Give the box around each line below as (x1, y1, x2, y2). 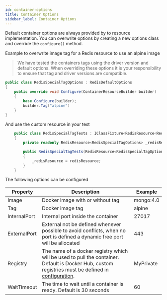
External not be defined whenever (42, 221, 121, 228)
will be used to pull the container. (42, 254, 119, 261)
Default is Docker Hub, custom (42, 260, 113, 267)
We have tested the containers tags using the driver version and (17, 60, 149, 66)
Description (71, 188, 100, 195)
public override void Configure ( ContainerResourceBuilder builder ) (14, 89, 157, 94)
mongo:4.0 (134, 197, 160, 204)
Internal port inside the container (42, 213, 118, 220)
